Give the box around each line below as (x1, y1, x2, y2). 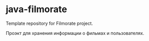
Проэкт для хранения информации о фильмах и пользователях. (6, 30, 144, 36)
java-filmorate (6, 4, 68, 15)
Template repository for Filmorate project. (6, 20, 93, 26)
